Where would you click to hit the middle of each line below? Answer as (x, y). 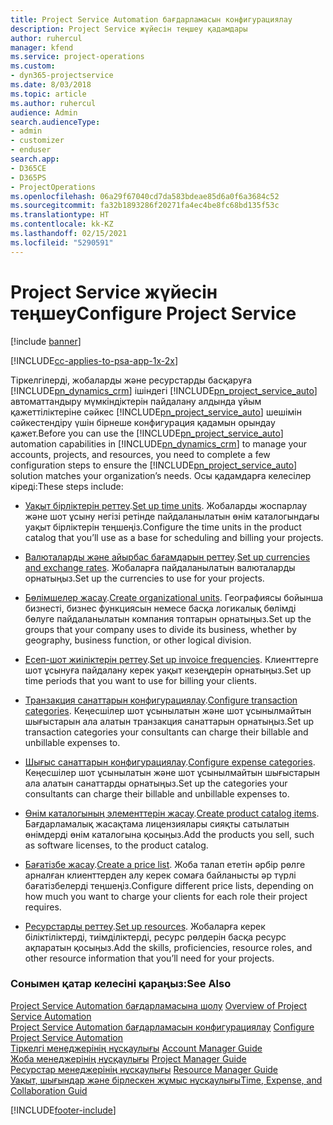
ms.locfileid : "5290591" (62, 242)
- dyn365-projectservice (62, 76)
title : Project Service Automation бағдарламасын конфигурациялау (151, 19)
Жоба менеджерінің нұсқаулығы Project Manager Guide (128, 1058)
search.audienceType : (55, 122)
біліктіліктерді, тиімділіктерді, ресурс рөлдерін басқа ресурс (155, 937)
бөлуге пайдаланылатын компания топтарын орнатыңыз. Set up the (168, 618)
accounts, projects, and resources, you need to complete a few (140, 454)
